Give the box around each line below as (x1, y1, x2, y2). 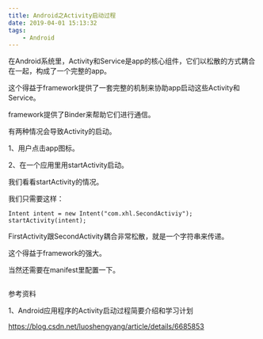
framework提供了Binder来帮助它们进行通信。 (8, 110, 156, 120)
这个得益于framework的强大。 (8, 249, 107, 258)
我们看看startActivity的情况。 (8, 177, 104, 187)
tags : (8, 26, 26, 34)
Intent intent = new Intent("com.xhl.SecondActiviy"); (8, 210, 193, 218)
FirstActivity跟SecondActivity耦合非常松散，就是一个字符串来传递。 (8, 231, 229, 242)
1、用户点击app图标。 (8, 143, 79, 153)
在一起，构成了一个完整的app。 (8, 67, 112, 76)
